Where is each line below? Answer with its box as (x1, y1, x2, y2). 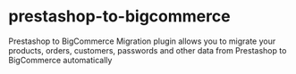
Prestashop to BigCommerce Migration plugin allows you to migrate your (8, 36, 276, 46)
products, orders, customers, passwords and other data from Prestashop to (8, 45, 287, 55)
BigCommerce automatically (8, 54, 113, 65)
